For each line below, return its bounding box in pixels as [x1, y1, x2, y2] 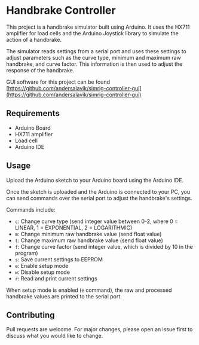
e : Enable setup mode [14, 262, 69, 269]
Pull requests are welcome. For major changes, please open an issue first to [6, 326, 193, 333]
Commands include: [6, 206, 56, 213]
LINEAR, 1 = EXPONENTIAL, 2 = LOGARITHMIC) [14, 224, 133, 231]
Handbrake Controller [6, 4, 116, 17]
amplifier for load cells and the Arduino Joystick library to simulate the [6, 29, 179, 36]
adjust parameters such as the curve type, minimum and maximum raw [6, 54, 181, 61]
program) [14, 249, 38, 257]
